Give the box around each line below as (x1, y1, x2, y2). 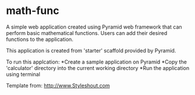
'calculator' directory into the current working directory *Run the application (6, 64, 190, 71)
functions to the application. (6, 36, 74, 43)
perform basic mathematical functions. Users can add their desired (6, 29, 168, 36)
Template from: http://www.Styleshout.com (6, 82, 110, 89)
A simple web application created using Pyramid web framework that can (6, 23, 182, 30)
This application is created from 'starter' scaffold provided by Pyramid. (6, 47, 176, 54)
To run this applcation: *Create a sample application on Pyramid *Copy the (6, 58, 187, 65)
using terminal (6, 71, 41, 78)
